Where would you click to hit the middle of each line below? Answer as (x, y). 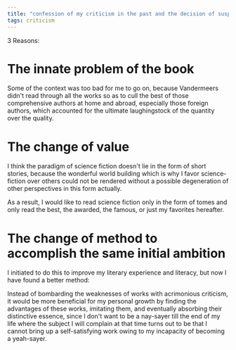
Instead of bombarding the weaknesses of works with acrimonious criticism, (118, 294)
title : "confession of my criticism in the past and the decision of (111, 14)
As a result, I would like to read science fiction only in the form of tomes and (117, 202)
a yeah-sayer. (27, 339)
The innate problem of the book (101, 69)
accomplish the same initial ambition (117, 253)
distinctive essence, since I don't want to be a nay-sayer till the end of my (114, 316)
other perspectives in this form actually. (65, 189)
